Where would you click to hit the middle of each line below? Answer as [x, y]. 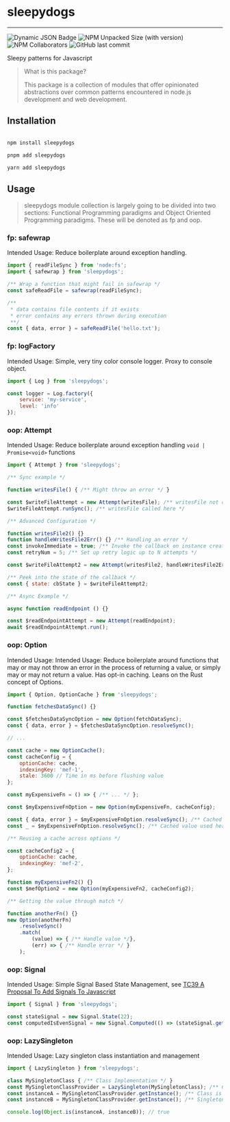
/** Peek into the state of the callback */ [72, 577]
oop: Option [27, 645]
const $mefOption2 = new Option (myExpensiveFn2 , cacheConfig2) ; [101, 888]
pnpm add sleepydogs [37, 155]
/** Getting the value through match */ [66, 901]
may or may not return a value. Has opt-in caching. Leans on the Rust [105, 675]
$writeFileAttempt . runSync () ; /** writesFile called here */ [96, 508]
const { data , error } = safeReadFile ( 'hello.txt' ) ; [84, 328]
